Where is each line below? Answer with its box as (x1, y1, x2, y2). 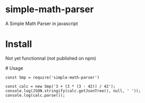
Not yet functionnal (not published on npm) (5, 55, 96, 61)
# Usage (5, 65, 24, 71)
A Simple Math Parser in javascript (5, 20, 78, 27)
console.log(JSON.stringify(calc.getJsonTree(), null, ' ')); (5, 88, 141, 93)
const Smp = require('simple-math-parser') (5, 75, 100, 80)
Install (5, 38, 32, 50)
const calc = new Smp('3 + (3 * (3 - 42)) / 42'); (5, 84, 116, 89)
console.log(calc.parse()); (5, 93, 66, 98)
